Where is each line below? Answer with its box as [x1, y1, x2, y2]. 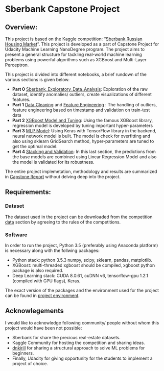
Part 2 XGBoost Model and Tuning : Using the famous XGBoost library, [12, 118, 153, 123]
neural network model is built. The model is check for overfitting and [12, 133, 150, 139]
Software [5, 231, 28, 238]
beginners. [12, 350, 34, 356]
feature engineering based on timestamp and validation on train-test [12, 107, 150, 113]
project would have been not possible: [5, 325, 82, 331]
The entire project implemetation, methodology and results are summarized [5, 169, 158, 174]
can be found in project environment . [5, 293, 80, 298]
